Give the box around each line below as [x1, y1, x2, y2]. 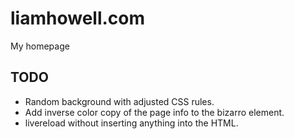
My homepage [10, 40, 70, 52]
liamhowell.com [10, 7, 146, 30]
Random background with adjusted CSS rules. [24, 95, 215, 107]
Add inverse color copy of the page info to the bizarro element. [24, 106, 285, 118]
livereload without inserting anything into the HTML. [24, 117, 239, 129]
